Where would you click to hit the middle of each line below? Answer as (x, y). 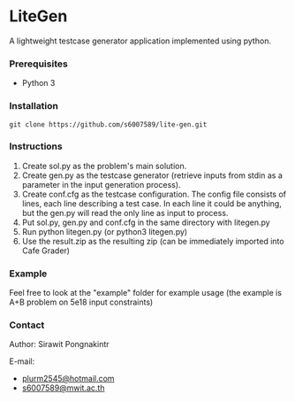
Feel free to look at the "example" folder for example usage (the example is (146, 293)
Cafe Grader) (46, 251)
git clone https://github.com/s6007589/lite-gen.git (108, 124)
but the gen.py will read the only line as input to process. (125, 213)
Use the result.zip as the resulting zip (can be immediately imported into (153, 241)
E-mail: (22, 361)
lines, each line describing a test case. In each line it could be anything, (152, 203)
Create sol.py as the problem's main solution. (104, 166)
